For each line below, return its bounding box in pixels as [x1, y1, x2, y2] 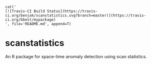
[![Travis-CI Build [5, 9, 45, 14]
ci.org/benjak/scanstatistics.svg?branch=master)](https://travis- [5, 13, 147, 18]
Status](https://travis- [47, 9, 98, 14]
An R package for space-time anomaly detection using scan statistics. [5, 53, 147, 59]
